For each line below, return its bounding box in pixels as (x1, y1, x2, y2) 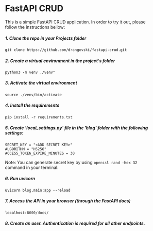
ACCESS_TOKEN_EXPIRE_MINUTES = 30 (5, 151, 75, 156)
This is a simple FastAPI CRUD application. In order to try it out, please (5, 19, 146, 25)
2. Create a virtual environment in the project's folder (5, 58, 115, 64)
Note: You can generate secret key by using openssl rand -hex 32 (5, 159, 137, 165)
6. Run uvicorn (5, 176, 35, 181)
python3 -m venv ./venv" (5, 70, 55, 75)
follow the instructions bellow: (5, 24, 65, 30)
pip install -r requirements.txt (5, 115, 73, 119)
